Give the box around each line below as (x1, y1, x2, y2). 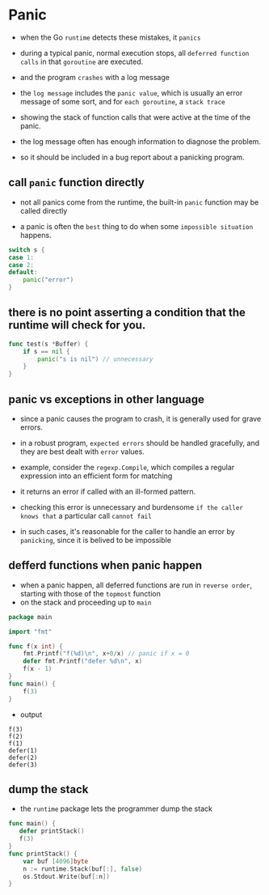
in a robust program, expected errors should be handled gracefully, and (19, 439, 260, 447)
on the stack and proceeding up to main (19, 597, 152, 607)
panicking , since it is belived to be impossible (19, 536, 172, 545)
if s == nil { (23, 347, 70, 355)
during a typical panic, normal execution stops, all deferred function (19, 48, 250, 57)
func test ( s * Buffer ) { (8, 340, 89, 348)
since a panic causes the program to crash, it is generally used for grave (19, 414, 262, 423)
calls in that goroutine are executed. (19, 57, 144, 66)
